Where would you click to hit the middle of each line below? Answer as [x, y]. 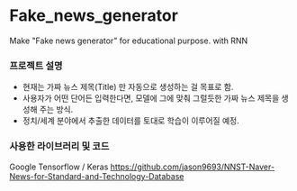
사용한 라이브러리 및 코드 [59, 147]
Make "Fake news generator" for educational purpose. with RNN [129, 41]
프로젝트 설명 [36, 66]
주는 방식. [56, 110]
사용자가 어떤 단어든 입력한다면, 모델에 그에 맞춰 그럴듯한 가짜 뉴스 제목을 [151, 98]
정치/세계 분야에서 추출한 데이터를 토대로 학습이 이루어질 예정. [131, 121]
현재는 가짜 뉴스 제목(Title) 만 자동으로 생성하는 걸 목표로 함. [128, 87]
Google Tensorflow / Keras [59, 167]
